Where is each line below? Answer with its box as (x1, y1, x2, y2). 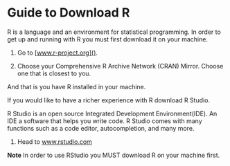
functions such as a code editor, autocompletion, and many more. (7, 124, 195, 132)
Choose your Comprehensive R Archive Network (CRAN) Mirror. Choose (17, 62, 224, 70)
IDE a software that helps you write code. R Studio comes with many (7, 116, 202, 125)
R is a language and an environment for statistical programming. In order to (7, 28, 222, 36)
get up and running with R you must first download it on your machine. (7, 35, 208, 43)
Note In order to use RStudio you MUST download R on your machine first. (7, 151, 220, 159)
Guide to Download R (7, 5, 130, 21)
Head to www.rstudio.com (17, 137, 92, 146)
